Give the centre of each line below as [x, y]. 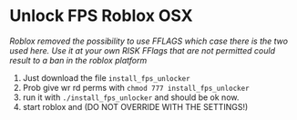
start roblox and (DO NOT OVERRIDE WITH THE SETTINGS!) [135, 106]
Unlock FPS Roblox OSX [101, 16]
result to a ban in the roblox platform [78, 60]
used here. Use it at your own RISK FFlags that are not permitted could [143, 50]
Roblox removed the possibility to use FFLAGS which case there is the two [149, 41]
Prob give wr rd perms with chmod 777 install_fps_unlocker [136, 87]
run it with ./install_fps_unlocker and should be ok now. [131, 97]
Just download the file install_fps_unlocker [106, 77]
